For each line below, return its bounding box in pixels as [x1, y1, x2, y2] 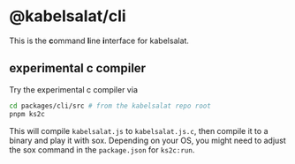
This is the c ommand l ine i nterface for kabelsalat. [9, 35, 190, 46]
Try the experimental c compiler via [9, 84, 139, 94]
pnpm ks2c [9, 109, 46, 118]
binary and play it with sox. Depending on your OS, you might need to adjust [9, 135, 287, 145]
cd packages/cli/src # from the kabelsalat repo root [9, 101, 212, 110]
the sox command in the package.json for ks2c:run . [9, 144, 195, 155]
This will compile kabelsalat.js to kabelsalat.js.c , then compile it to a [9, 125, 269, 136]
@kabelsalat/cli [9, 6, 126, 26]
